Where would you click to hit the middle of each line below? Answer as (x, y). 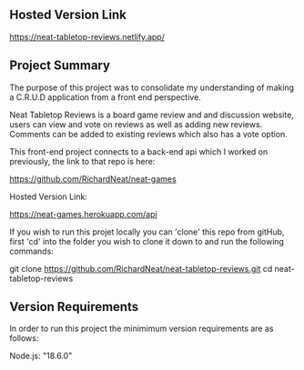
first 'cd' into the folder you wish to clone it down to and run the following (147, 241)
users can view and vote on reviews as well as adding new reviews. (136, 124)
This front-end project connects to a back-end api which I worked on (139, 151)
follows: (24, 338)
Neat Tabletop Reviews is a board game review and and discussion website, (152, 115)
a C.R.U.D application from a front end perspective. (106, 97)
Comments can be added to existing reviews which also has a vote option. (149, 134)
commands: (32, 251)
